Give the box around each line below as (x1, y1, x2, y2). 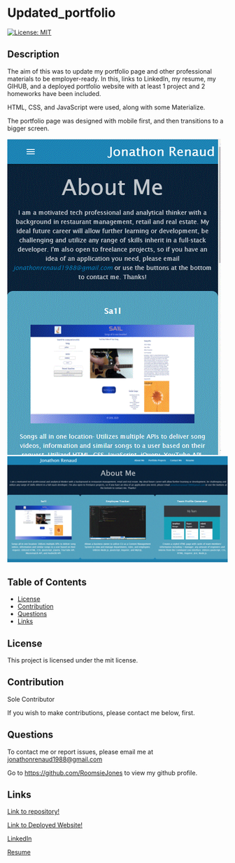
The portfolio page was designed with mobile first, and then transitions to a (7, 116, 224, 125)
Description (7, 48, 59, 60)
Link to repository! (7, 808, 60, 816)
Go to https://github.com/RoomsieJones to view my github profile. (7, 768, 198, 777)
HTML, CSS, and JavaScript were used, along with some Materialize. (7, 103, 206, 111)
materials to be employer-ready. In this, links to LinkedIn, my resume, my (7, 74, 217, 83)
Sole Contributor (7, 695, 55, 703)
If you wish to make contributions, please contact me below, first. (7, 708, 195, 716)
